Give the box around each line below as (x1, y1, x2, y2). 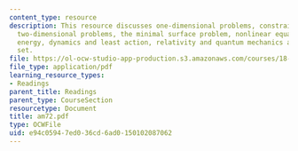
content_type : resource (9, 12, 98, 22)
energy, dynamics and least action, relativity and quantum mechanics (17, 37, 284, 47)
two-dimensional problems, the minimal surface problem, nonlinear (17, 29, 272, 38)
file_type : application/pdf (9, 63, 114, 72)
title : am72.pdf (9, 112, 69, 121)
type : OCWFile (9, 121, 62, 130)
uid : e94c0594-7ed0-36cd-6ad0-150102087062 (9, 129, 173, 138)
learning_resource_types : (9, 71, 105, 80)
